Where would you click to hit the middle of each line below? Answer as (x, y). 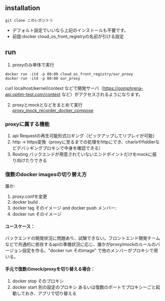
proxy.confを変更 (30, 196)
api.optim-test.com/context (33, 94)
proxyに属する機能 (27, 124)
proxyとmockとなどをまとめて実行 (47, 105)
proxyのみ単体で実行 (33, 65)
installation (23, 8)
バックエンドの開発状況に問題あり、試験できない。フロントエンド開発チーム (83, 238)
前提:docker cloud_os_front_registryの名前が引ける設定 (68, 36)
